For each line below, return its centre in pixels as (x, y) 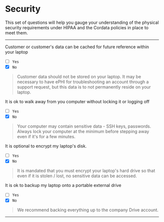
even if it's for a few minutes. (46, 137)
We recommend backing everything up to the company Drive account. (88, 210)
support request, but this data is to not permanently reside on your (84, 87)
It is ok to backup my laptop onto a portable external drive (63, 185)
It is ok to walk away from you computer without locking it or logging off (77, 102)
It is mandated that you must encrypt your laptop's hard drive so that (86, 171)
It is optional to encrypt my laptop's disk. (46, 146)
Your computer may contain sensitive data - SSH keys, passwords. (84, 126)
